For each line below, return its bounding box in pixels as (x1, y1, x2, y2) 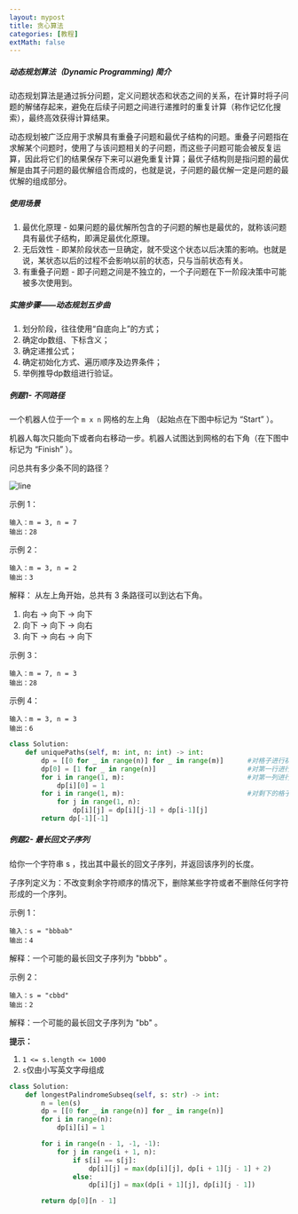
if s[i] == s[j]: (72, 1155, 137, 1164)
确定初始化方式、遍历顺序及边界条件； (21, 357, 162, 368)
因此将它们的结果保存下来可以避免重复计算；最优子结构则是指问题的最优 (24, 154, 289, 164)
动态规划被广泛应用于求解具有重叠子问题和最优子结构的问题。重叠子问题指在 (9, 131, 289, 142)
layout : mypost (9, 12, 66, 22)
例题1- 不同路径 (9, 390, 65, 401)
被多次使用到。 (21, 277, 77, 289)
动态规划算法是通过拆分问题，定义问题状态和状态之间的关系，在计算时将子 (9, 91, 281, 101)
